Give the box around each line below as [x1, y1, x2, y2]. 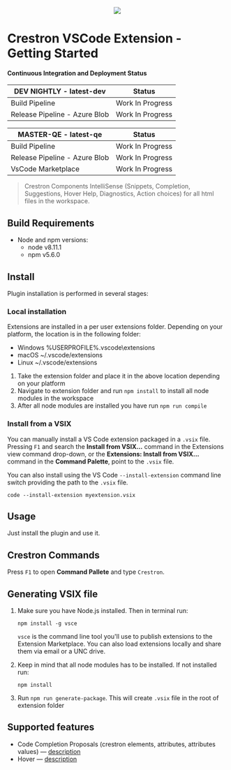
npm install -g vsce [17, 620, 77, 628]
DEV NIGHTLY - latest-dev [13, 87, 106, 96]
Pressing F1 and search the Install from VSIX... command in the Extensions [7, 442, 225, 450]
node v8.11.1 [27, 243, 61, 251]
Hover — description [17, 755, 77, 763]
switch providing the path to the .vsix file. [7, 478, 128, 487]
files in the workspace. [24, 197, 90, 205]
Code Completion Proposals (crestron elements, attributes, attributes [17, 740, 216, 748]
